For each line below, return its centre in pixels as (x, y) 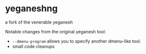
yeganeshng (31, 9)
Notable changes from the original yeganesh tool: (56, 31)
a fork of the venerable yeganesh (39, 22)
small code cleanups (33, 46)
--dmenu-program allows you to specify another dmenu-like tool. (77, 41)
